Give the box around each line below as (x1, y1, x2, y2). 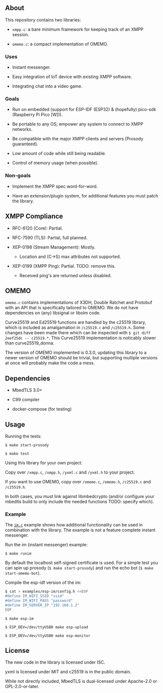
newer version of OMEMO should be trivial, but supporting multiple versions (5, 355, 158, 361)
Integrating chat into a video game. (12, 83, 83, 89)
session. (12, 31, 29, 37)
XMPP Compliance (5, 212, 63, 220)
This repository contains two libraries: (5, 17, 81, 22)
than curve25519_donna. (5, 340, 55, 346)
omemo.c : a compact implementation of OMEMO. (12, 41, 108, 47)
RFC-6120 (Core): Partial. (12, 225, 63, 231)
